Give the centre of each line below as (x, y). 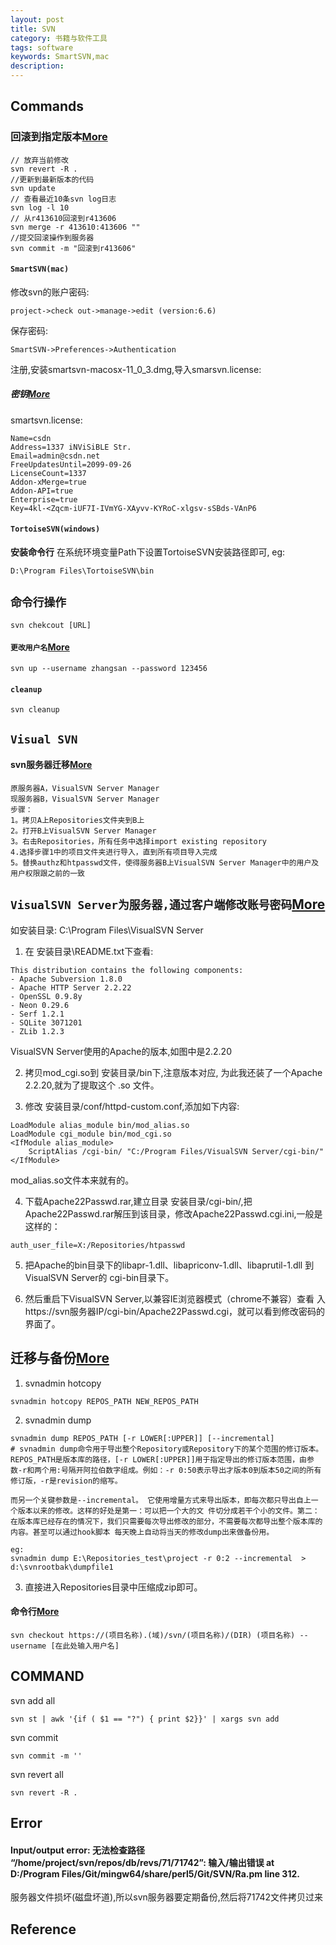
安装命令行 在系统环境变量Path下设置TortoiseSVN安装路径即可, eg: (148, 552)
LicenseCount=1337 (48, 473)
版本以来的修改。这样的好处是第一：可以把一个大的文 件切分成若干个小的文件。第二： (168, 1511)
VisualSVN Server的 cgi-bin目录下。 (99, 1277)
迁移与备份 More (60, 1358)
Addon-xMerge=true (48, 482)
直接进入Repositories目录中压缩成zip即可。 (113, 1587)
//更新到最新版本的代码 (52, 179)
